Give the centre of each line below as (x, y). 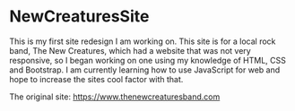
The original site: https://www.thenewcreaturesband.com (115, 97)
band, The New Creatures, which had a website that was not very (130, 50)
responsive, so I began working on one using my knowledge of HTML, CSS (148, 60)
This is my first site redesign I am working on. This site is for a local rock (143, 41)
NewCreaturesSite (79, 17)
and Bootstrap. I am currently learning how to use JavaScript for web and (145, 70)
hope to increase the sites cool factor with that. (96, 79)
